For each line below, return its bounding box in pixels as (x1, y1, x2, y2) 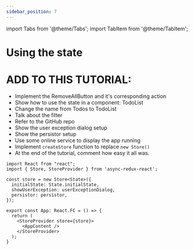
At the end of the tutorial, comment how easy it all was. (14, 149, 150, 156)
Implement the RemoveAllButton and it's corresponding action (14, 93, 167, 100)
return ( (11, 213, 33, 219)
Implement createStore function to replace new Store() (14, 143, 150, 150)
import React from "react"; (6, 161, 76, 167)
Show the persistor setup (14, 130, 77, 137)
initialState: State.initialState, (11, 182, 100, 188)
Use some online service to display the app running (14, 137, 141, 144)
